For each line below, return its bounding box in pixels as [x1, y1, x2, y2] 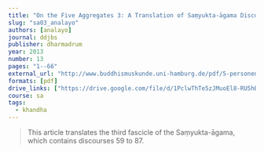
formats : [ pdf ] [8, 77, 58, 85]
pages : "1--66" [8, 63, 58, 71]
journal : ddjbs [8, 33, 58, 42]
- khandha [15, 107, 47, 114]
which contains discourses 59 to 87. [27, 136, 145, 145]
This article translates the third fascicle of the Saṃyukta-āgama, [27, 128, 236, 137]
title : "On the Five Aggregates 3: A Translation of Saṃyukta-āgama [8, 11, 237, 20]
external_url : [8, 70, 55, 78]
